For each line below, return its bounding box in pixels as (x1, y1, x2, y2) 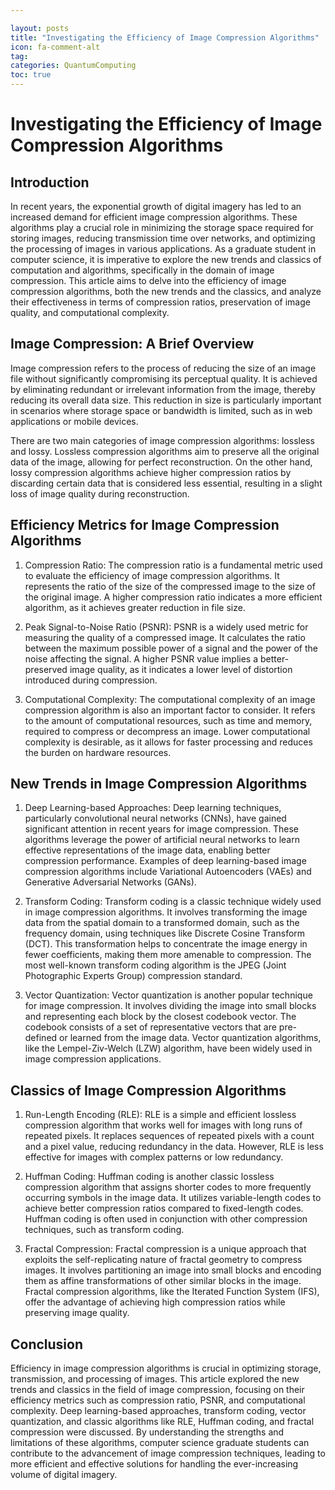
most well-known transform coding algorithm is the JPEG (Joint (24, 959, 287, 971)
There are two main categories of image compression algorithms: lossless (10, 434, 315, 446)
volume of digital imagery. (10, 1469, 118, 1481)
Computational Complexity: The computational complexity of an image (24, 693, 316, 705)
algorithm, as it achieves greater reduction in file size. (24, 601, 246, 613)
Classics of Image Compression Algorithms (10, 1082, 287, 1099)
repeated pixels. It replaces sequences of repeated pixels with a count (24, 1130, 315, 1142)
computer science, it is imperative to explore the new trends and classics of (10, 254, 322, 265)
